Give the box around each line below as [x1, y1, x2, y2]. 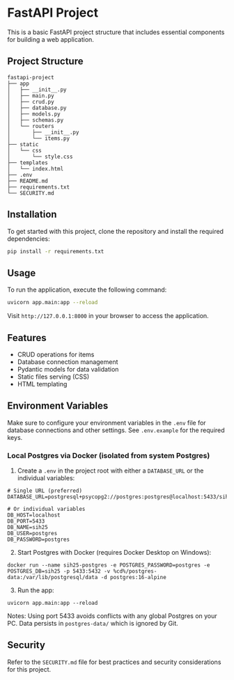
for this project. [7, 665, 52, 673]
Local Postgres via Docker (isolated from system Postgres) [7, 450, 210, 460]
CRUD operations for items [17, 350, 95, 358]
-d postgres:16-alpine [100, 574, 167, 581]
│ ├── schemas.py [7, 116, 64, 123]
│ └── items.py [7, 134, 70, 142]
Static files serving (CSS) [17, 372, 90, 381]
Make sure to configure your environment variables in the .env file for [7, 418, 207, 427]
